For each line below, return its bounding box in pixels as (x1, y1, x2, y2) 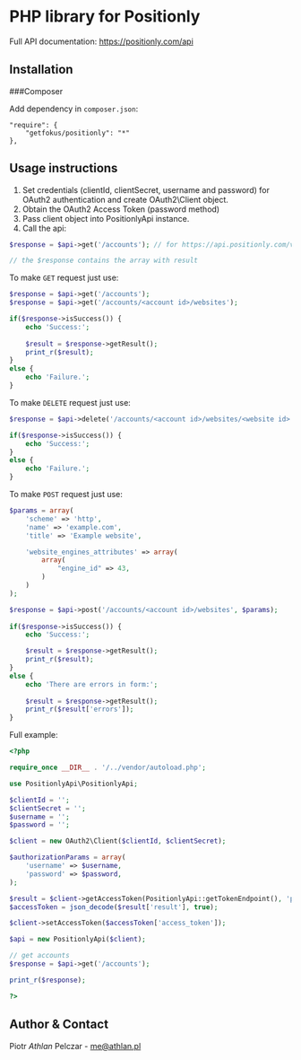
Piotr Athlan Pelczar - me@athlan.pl (9, 1040, 142, 1051)
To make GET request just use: (9, 272, 119, 284)
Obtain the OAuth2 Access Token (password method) (21, 204, 220, 215)
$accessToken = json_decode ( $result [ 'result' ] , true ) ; (9, 902, 219, 912)
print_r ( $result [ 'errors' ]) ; (25, 705, 134, 714)
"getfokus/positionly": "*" (25, 128, 130, 137)
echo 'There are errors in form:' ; (25, 679, 159, 688)
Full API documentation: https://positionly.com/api (9, 36, 194, 47)
